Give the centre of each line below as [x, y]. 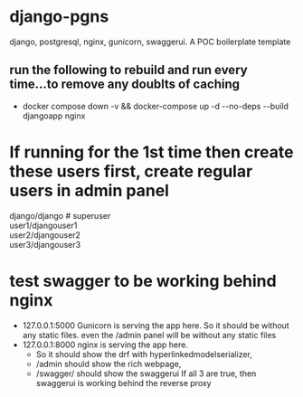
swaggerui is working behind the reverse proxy [123, 383]
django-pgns [59, 17]
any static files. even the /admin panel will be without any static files [149, 335]
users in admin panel [90, 190]
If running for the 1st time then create [151, 152]
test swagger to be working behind [143, 281]
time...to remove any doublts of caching [124, 85]
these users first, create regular [131, 171]
